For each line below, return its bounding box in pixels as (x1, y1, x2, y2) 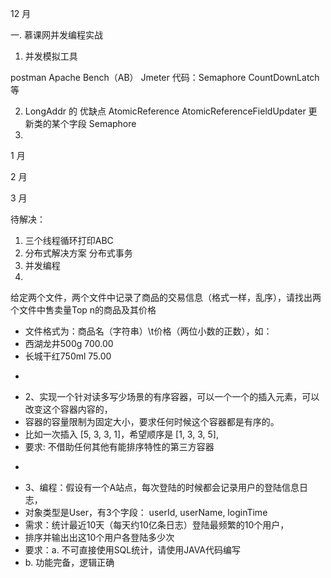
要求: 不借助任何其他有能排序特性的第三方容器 (24, 441, 215, 452)
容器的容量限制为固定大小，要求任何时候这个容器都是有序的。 (24, 416, 280, 427)
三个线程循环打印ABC (24, 235, 114, 246)
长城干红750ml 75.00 (24, 350, 112, 362)
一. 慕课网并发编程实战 (10, 29, 103, 41)
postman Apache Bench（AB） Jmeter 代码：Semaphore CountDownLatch (10, 72, 320, 83)
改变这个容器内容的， (24, 403, 113, 415)
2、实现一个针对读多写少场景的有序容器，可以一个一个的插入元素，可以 (24, 391, 320, 402)
